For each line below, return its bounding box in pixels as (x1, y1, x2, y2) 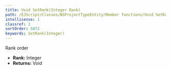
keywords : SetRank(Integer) (5, 31, 65, 36)
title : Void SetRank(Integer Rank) (5, 7, 81, 13)
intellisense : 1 (5, 17, 40, 22)
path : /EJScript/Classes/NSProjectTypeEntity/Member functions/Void (5, 12, 154, 17)
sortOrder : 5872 (5, 26, 40, 31)
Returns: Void (12, 60, 42, 66)
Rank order (5, 45, 29, 51)
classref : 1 (5, 21, 31, 27)
